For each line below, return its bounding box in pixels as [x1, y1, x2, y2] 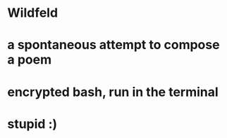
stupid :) [7, 116, 58, 132]
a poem [7, 52, 51, 68]
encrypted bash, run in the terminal [7, 84, 219, 99]
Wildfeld [7, 5, 59, 21]
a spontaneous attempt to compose [7, 37, 220, 53]
